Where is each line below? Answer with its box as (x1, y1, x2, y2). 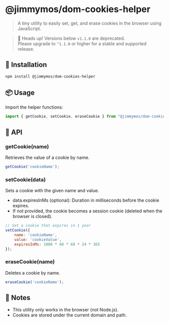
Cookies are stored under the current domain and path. (12, 312, 127, 318)
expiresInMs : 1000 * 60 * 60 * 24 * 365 (14, 241, 100, 247)
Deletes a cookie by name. (5, 270, 60, 276)
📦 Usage (5, 89, 35, 97)
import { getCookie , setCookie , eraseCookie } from (5, 114, 116, 119)
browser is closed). (12, 213, 53, 219)
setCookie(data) (5, 176, 46, 183)
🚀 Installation (5, 60, 47, 69)
